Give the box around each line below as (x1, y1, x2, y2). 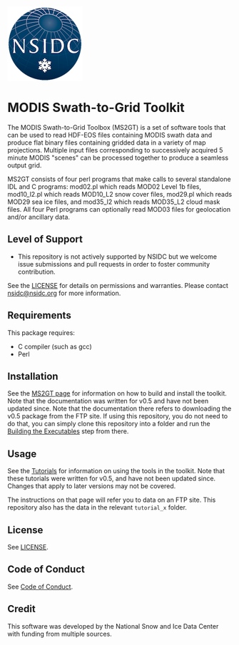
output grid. (7, 160, 42, 170)
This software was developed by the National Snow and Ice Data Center (7, 621, 219, 630)
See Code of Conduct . (7, 582, 73, 591)
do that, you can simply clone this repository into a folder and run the (7, 420, 210, 428)
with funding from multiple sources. (7, 629, 112, 638)
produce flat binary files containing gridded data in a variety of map (7, 138, 206, 147)
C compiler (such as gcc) (17, 342, 93, 351)
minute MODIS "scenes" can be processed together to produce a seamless (7, 153, 229, 162)
